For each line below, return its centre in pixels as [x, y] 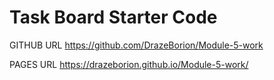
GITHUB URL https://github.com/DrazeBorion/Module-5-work [136, 45]
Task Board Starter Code [113, 17]
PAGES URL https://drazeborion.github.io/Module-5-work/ [129, 64]
